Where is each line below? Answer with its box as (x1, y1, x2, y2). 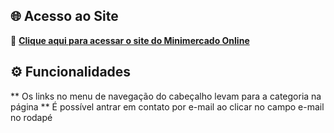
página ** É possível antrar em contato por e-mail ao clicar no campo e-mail (10, 100, 325, 113)
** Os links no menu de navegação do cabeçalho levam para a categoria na (10, 90, 322, 102)
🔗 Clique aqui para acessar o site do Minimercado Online (10, 34, 250, 46)
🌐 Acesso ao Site (10, 8, 119, 25)
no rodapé (10, 111, 53, 123)
